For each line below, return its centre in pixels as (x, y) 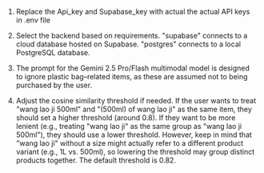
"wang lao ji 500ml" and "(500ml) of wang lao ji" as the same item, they (134, 109)
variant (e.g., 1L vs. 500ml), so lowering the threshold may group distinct (135, 152)
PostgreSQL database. (53, 52)
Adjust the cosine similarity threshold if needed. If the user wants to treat (136, 101)
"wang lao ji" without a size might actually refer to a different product (130, 143)
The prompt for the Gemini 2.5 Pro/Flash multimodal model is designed (132, 68)
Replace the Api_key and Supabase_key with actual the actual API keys (133, 12)
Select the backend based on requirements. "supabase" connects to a (132, 36)
